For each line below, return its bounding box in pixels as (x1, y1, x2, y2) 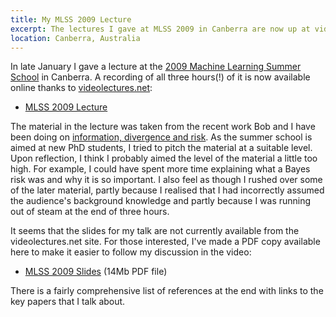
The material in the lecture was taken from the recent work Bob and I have (10, 121, 316, 133)
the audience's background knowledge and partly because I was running (10, 195, 312, 207)
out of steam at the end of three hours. (10, 206, 170, 218)
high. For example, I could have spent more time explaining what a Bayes (10, 163, 311, 175)
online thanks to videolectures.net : (10, 82, 153, 94)
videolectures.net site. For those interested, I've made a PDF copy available (10, 236, 321, 248)
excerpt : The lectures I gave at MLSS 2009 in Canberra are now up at (10, 24, 311, 34)
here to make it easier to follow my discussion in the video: (10, 246, 252, 258)
